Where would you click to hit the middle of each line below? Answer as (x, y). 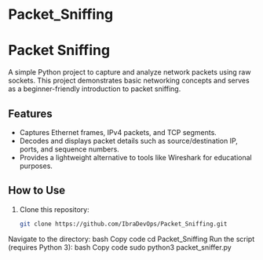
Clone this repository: (54, 209)
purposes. (36, 166)
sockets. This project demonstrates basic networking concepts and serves (129, 81)
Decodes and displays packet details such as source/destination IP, (128, 141)
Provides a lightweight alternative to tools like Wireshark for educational (136, 157)
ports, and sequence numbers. (69, 149)
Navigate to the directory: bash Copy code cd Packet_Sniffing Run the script (131, 239)
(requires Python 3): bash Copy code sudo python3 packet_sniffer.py (120, 247)
